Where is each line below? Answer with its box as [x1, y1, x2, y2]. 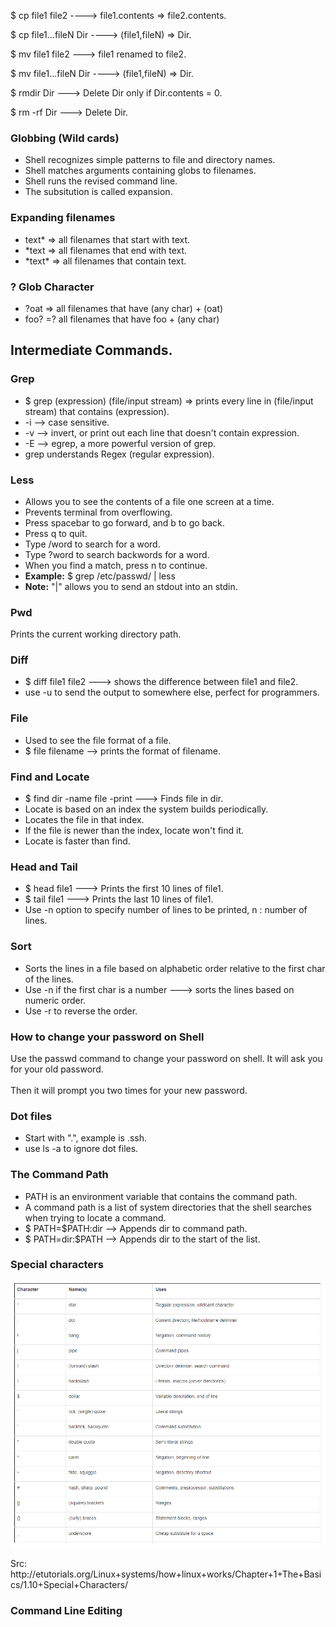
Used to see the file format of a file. [24, 734, 172, 746]
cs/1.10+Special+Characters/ [10, 1579, 129, 1591]
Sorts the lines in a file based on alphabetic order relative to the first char [24, 962, 326, 974]
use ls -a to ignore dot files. [24, 1143, 139, 1155]
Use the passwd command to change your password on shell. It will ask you [10, 1052, 323, 1064]
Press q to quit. [24, 527, 88, 539]
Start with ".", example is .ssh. [24, 1132, 148, 1144]
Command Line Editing [10, 1603, 123, 1617]
